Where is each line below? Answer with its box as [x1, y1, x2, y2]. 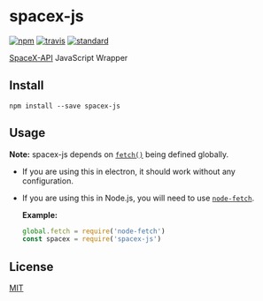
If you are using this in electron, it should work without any [21, 166, 236, 177]
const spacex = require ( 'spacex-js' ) [21, 235, 162, 244]
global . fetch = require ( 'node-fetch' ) [21, 227, 166, 236]
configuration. [21, 175, 73, 186]
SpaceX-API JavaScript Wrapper [9, 52, 128, 63]
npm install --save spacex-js [9, 102, 121, 110]
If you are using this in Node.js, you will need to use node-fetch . [21, 192, 255, 203]
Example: [21, 209, 58, 220]
